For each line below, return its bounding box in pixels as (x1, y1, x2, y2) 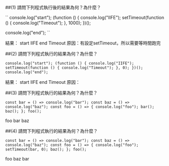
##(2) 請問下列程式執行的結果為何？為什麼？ (5, 51, 98, 57)
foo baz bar (5, 156, 29, 161)
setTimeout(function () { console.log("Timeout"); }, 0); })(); (5, 65, 143, 70)
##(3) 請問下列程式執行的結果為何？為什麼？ (5, 90, 98, 96)
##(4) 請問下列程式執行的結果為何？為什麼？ (5, 128, 98, 134)
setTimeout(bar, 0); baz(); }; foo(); (5, 147, 87, 152)
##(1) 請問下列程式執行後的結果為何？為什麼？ (5, 5, 101, 10)
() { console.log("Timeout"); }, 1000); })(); (5, 20, 91, 26)
